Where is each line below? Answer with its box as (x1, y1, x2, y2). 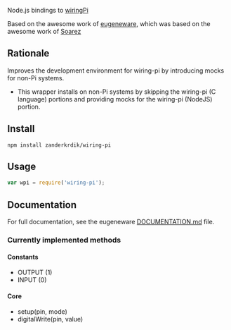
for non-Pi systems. (7, 73, 65, 82)
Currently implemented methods (7, 236, 121, 245)
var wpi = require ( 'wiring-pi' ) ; (7, 179, 105, 186)
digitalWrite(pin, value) (17, 315, 84, 324)
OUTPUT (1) (17, 268, 53, 277)
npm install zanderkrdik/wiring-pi (7, 141, 112, 149)
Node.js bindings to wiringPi (7, 6, 89, 14)
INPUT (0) (17, 276, 47, 284)
